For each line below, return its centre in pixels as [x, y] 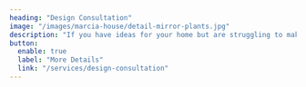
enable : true [42, 52]
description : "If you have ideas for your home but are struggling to [146, 34]
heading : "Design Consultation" [71, 18]
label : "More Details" [61, 60]
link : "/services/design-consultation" [93, 69]
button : [24, 43]
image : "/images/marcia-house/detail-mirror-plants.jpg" [120, 26]
